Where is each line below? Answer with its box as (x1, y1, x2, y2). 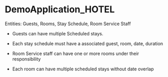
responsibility (12, 55, 41, 62)
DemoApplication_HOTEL (5, 4, 115, 15)
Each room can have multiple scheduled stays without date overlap (12, 66, 154, 72)
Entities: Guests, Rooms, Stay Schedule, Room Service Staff (5, 21, 131, 27)
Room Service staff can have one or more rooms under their (12, 50, 139, 56)
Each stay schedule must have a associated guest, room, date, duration (12, 40, 163, 47)
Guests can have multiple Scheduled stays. (12, 30, 103, 36)
